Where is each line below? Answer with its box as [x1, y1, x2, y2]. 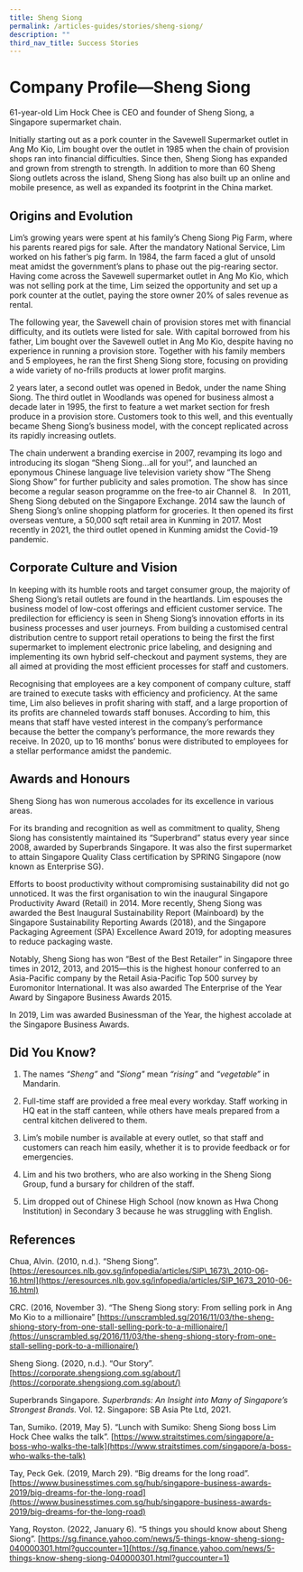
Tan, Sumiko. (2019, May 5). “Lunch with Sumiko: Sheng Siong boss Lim [9, 1422, 277, 1433]
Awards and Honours [9, 772, 131, 787]
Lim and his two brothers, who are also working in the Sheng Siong [22, 1170, 272, 1180]
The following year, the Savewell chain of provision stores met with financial [9, 317, 291, 328]
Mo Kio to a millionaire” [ [9, 1312, 101, 1323]
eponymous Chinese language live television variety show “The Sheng [9, 467, 271, 477]
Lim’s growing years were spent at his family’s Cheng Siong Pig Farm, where [9, 232, 293, 243]
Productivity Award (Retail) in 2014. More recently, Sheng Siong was [9, 897, 262, 908]
